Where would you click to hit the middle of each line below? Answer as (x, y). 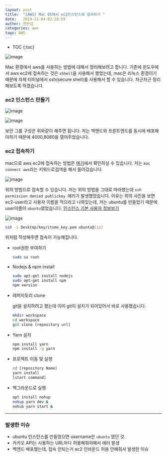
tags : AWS (15, 33)
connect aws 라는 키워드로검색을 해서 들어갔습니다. (54, 169)
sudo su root (26, 257)
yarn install (26, 373)
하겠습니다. (33, 86)
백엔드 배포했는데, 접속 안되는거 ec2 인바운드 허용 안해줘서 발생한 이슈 (81, 449)
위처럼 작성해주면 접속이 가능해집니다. (42, 237)
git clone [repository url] (41, 325)
